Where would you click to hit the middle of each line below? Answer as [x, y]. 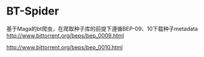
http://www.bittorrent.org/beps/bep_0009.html [65, 35]
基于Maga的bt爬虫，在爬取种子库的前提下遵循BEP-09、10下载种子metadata [102, 29]
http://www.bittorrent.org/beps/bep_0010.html [65, 47]
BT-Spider [33, 11]
